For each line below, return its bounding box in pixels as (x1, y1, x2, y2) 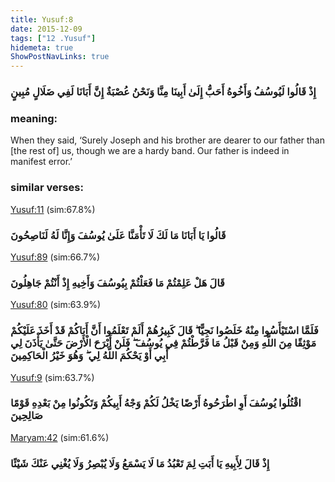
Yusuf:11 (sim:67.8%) (10, 203, 96, 215)
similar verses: (10, 181, 84, 195)
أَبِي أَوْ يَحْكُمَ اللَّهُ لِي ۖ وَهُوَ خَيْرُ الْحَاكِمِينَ (10, 349, 169, 363)
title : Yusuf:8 (10, 14, 74, 25)
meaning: (10, 111, 58, 125)
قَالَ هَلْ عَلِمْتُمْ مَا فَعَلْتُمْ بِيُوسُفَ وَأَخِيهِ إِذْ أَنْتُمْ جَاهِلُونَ (10, 276, 225, 290)
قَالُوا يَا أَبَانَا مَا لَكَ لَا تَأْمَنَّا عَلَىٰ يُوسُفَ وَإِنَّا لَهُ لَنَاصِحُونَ (10, 228, 227, 242)
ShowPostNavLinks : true (10, 52, 110, 62)
